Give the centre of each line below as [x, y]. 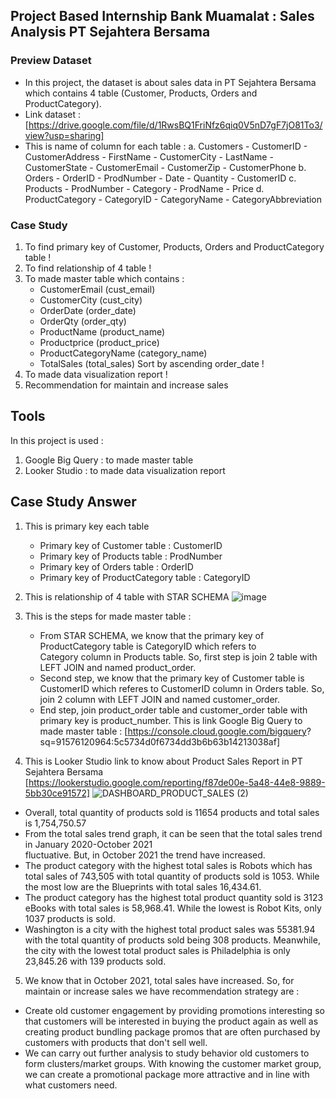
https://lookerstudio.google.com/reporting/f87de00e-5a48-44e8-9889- [177, 782]
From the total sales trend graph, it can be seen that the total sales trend [173, 833]
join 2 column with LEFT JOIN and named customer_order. [160, 699]
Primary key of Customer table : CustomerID [131, 545]
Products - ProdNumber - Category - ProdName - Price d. [144, 188]
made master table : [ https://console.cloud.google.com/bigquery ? [175, 731]
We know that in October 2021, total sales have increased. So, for [159, 980]
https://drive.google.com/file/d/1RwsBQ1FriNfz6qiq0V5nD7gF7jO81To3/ [175, 125]
